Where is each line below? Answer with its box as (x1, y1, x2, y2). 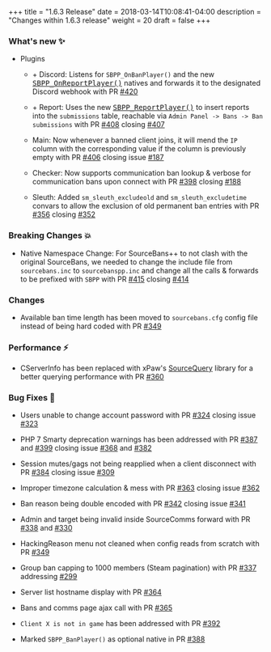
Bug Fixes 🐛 (8, 392, 55, 404)
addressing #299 (19, 572, 78, 582)
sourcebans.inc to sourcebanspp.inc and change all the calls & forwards (19, 265, 259, 275)
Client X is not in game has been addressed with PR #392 (19, 619, 221, 629)
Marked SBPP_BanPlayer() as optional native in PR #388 (19, 634, 205, 644)
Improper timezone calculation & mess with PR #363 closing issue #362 (19, 483, 260, 493)
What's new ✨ (8, 36, 66, 47)
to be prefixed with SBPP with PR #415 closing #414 (19, 274, 189, 284)
